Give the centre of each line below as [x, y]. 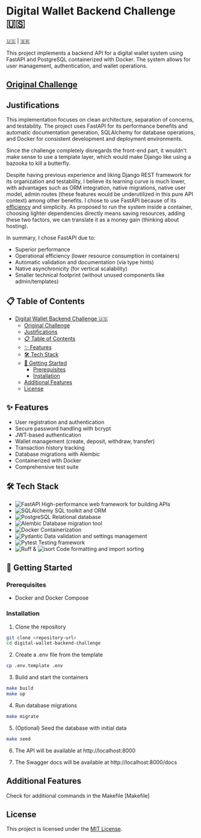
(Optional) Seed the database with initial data [71, 728]
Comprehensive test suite [47, 467]
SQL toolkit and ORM [80, 511]
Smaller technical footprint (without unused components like [90, 275]
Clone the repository [40, 627]
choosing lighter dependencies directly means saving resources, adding [96, 213]
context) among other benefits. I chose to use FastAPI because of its [91, 200]
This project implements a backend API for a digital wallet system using [95, 53]
